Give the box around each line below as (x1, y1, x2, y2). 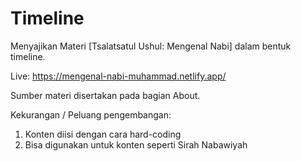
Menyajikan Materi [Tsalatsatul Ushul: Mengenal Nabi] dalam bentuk (10, 40, 292, 52)
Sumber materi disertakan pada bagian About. (10, 89, 201, 101)
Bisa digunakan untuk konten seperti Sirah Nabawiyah (24, 138, 248, 151)
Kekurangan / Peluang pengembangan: (10, 108, 172, 121)
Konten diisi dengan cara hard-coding (24, 128, 182, 140)
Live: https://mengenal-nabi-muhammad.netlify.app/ (10, 70, 227, 82)
